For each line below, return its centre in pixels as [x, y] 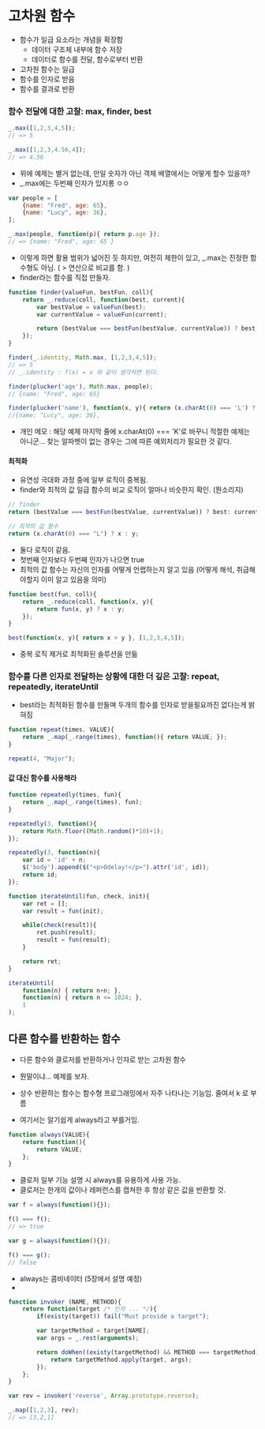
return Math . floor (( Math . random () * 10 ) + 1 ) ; [93, 831]
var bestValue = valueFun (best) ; [91, 307]
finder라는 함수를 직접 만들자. [65, 277]
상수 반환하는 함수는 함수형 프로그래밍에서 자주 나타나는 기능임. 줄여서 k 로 [134, 1093]
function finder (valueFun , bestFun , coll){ [81, 292]
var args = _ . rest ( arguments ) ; [88, 1338]
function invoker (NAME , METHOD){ [65, 1302]
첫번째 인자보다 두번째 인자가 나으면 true [82, 559]
